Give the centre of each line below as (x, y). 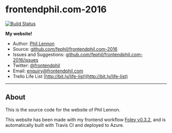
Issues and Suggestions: (39, 54)
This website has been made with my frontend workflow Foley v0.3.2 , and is (85, 120)
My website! (19, 33)
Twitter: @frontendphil (36, 65)
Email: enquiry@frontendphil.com (48, 71)
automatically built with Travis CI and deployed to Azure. (65, 125)
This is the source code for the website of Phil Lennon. (63, 109)
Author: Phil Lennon (34, 43)
